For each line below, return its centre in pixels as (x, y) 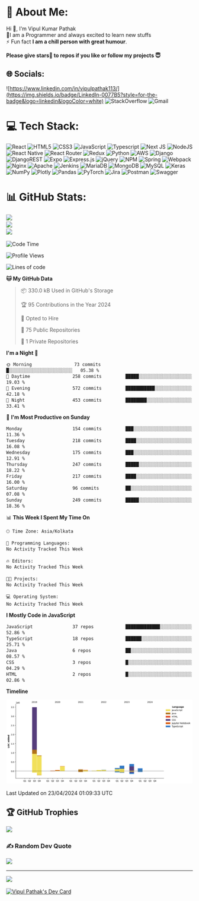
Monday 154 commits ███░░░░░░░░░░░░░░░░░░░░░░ (99, 429)
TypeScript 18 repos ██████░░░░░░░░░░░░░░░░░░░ (99, 638)
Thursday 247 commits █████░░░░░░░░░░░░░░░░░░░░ (99, 464)
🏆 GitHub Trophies (42, 812)
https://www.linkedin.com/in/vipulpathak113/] (65, 88)
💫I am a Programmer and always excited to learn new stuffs (79, 34)
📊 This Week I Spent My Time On (48, 517)
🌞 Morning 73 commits (54, 364)
